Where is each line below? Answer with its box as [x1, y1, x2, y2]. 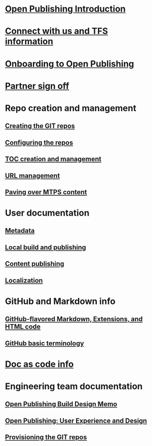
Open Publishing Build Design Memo [5, 400, 118, 409]
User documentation [5, 207, 90, 219]
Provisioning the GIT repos [5, 433, 87, 442]
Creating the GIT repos [5, 122, 75, 130]
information [5, 36, 53, 47]
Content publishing [5, 260, 64, 268]
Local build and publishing [5, 243, 86, 251]
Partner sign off [5, 80, 69, 91]
